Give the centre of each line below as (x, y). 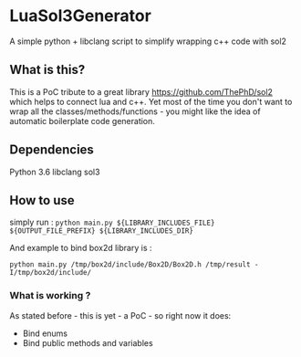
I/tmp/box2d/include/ (51, 273)
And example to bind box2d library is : (81, 248)
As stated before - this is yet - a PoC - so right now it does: (120, 315)
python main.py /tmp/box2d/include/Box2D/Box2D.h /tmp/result (130, 265)
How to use (42, 200)
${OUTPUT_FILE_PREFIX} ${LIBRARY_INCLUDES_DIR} (102, 231)
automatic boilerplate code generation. (82, 121)
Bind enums (45, 333)
